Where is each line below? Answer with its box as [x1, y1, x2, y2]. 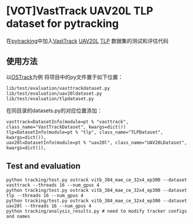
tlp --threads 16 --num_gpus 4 [6, 192, 84, 198]
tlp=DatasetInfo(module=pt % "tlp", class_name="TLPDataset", [6, 129, 163, 135]
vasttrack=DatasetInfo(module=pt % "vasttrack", [6, 119, 129, 125]
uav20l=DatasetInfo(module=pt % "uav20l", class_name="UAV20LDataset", [6, 139, 187, 145]
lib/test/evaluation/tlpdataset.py [6, 95, 94, 102]
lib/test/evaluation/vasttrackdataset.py [6, 85, 110, 91]
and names [6, 213, 31, 219]
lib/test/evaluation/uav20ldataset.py [6, 91, 102, 97]
